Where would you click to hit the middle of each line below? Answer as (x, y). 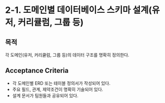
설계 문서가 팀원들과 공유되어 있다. (45, 95)
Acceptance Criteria (37, 71)
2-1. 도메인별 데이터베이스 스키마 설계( (79, 10)
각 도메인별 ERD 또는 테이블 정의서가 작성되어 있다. (61, 83)
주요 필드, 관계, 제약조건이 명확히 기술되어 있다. (58, 89)
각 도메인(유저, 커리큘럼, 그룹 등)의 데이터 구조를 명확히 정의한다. (67, 55)
